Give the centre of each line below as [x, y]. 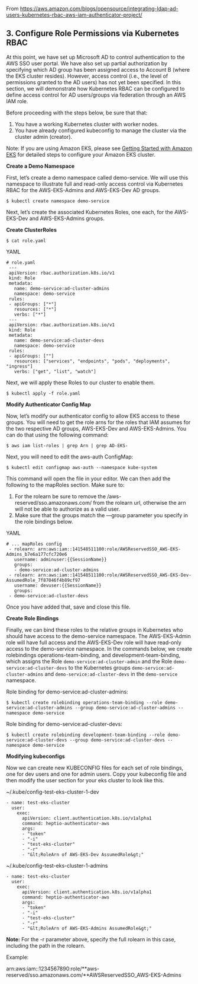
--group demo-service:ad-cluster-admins [125, 708]
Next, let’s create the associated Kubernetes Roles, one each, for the [90, 212]
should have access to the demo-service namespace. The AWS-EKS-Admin [98, 636]
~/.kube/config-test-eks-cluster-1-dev [53, 792]
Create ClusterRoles [32, 230]
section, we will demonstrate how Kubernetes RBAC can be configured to [95, 88]
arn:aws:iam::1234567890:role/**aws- [53, 969]
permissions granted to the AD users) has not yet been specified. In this [94, 82]
